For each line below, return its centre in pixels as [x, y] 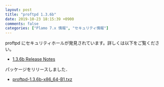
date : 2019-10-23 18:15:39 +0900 [40, 19]
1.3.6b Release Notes [34, 59]
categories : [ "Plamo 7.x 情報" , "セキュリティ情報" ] [57, 28]
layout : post [19, 10]
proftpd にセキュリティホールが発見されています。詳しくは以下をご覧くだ [80, 43]
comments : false [22, 24]
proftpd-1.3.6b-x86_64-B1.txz [42, 80]
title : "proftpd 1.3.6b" [31, 14]
